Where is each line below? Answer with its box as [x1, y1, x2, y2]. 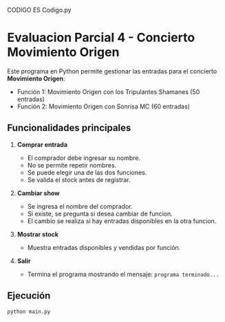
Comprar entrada [17, 140, 67, 148]
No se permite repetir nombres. [27, 161, 117, 169]
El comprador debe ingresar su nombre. [27, 154, 141, 162]
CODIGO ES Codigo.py [7, 6, 72, 14]
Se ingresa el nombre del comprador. [27, 202, 133, 210]
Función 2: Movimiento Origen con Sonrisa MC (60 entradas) [17, 102, 191, 111]
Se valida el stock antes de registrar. [27, 175, 131, 184]
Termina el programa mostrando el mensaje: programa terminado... [27, 270, 219, 278]
